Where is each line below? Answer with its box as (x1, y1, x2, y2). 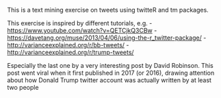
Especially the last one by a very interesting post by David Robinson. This (7, 62, 213, 69)
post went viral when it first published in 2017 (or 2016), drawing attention (7, 69, 215, 77)
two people (7, 84, 39, 91)
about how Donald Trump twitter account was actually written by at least (7, 76, 212, 84)
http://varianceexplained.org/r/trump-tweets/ (7, 48, 135, 56)
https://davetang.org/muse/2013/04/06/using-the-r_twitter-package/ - (7, 34, 207, 42)
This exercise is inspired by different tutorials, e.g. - (7, 19, 153, 27)
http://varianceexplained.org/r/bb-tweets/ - (7, 41, 129, 49)
